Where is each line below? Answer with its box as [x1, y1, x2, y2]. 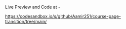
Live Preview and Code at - [5, 4, 61, 10]
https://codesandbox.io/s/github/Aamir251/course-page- [5, 14, 121, 19]
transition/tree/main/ [5, 19, 47, 24]
